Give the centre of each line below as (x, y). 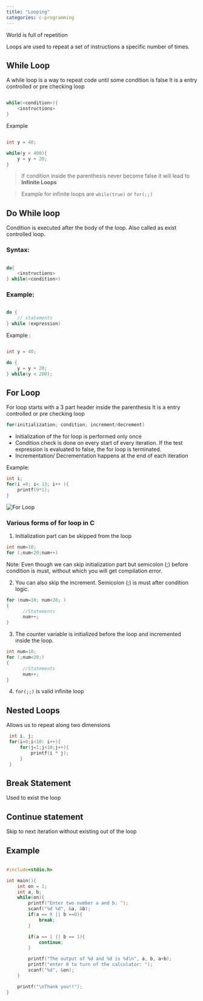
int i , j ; (21, 736)
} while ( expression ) (34, 324)
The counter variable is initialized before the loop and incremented (98, 634)
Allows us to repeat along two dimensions (58, 725)
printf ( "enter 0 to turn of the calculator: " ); (91, 965)
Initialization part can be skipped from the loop (73, 536)
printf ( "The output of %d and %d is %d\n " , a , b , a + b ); (100, 959)
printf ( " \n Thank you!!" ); (50, 986)
